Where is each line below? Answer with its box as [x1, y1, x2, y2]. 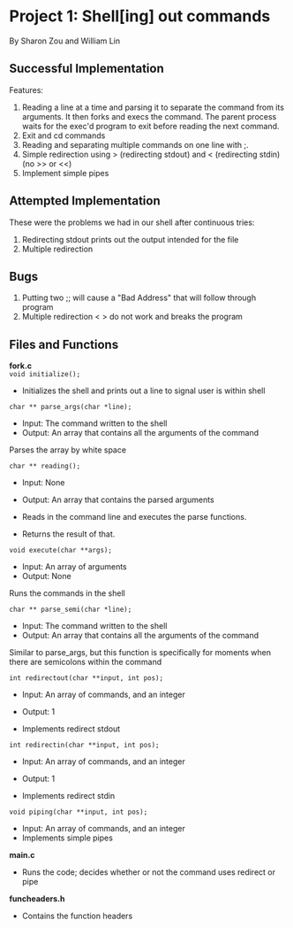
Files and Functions [9, 336, 119, 352]
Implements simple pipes [21, 832, 113, 843]
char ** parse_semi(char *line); [9, 605, 132, 615]
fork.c [9, 360, 33, 371]
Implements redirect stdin [21, 791, 116, 801]
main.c [9, 850, 35, 861]
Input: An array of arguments [21, 561, 127, 572]
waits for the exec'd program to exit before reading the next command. [21, 120, 280, 131]
